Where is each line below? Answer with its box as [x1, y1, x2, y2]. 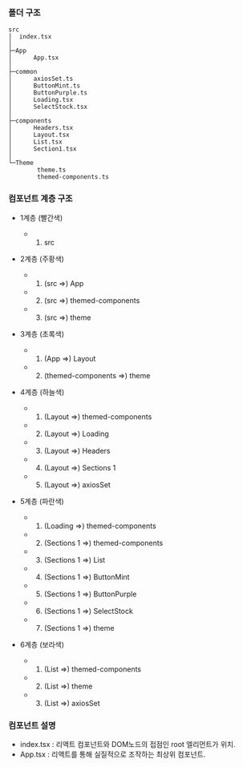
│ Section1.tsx [8, 145, 78, 153]
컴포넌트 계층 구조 [8, 193, 74, 204]
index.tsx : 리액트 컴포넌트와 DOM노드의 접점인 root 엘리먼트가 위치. [19, 739, 236, 749]
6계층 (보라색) [19, 640, 65, 649]
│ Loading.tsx [8, 96, 74, 104]
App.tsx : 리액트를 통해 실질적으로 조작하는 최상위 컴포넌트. [19, 749, 206, 759]
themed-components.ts [37, 173, 110, 181]
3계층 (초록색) [19, 329, 64, 338]
